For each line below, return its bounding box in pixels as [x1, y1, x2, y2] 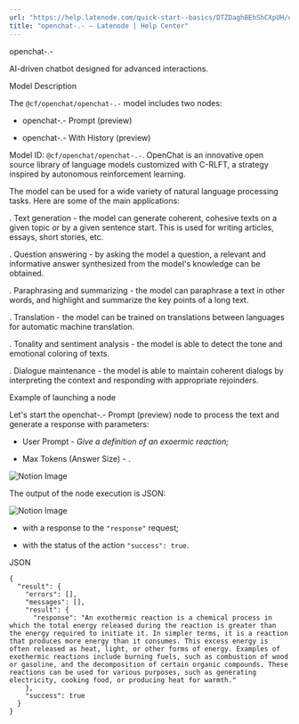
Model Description [9, 80, 77, 91]
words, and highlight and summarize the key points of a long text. [9, 294, 249, 305]
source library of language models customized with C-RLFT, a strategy [9, 159, 269, 169]
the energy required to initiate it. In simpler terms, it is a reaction [9, 629, 289, 638]
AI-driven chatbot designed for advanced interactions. [9, 63, 209, 74]
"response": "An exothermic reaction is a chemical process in [32, 613, 273, 622]
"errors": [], [25, 589, 77, 598]
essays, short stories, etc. [9, 231, 104, 242]
